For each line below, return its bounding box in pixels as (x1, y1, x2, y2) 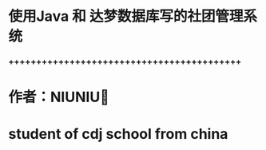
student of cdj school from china (8, 125, 228, 144)
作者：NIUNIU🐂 (8, 89, 109, 106)
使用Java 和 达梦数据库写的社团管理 (8, 7, 244, 26)
